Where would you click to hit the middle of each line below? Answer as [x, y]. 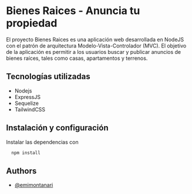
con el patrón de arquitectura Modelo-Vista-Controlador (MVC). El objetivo [96, 46]
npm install [26, 153]
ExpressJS [28, 97]
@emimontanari [34, 185]
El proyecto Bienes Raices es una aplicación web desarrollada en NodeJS [95, 39]
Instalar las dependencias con [42, 142]
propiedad [32, 23]
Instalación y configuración [57, 128]
